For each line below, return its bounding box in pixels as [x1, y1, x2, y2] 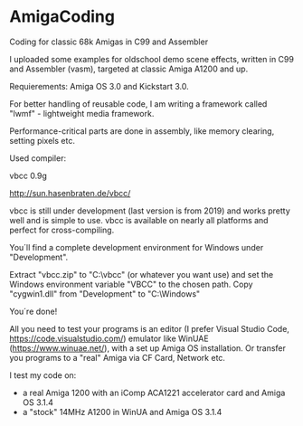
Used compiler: [9, 152, 66, 164]
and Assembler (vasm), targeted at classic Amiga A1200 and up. [9, 63, 249, 74]
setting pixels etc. [9, 135, 75, 146]
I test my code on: [9, 369, 77, 381]
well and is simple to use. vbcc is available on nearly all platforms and [9, 214, 269, 225]
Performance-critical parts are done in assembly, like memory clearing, [9, 125, 275, 137]
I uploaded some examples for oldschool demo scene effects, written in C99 [9, 53, 294, 64]
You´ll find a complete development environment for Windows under [9, 241, 264, 252]
